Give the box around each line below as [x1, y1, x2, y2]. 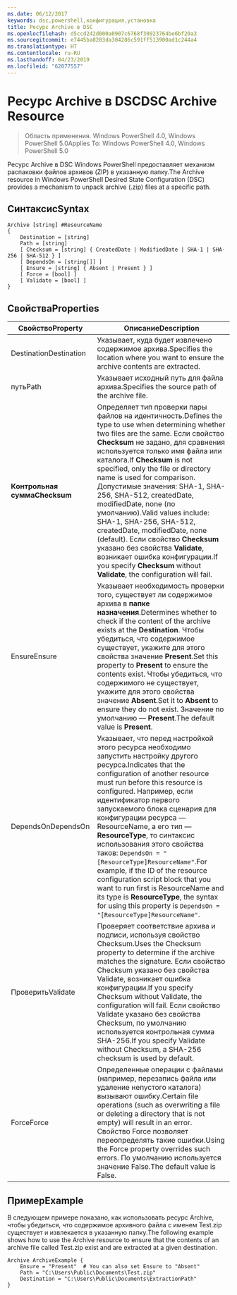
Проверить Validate [11, 988, 75, 998]
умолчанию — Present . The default [97, 713, 215, 723]
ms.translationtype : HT [7, 43, 78, 50]
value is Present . [97, 722, 153, 732]
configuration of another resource [97, 769, 209, 779]
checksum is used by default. [97, 1053, 195, 1063]
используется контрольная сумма [97, 1027, 215, 1037]
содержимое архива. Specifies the [97, 344, 213, 354]
